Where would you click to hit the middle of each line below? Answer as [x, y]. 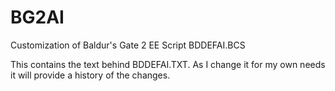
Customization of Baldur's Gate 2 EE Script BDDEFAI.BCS [128, 45]
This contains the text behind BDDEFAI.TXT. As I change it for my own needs [168, 64]
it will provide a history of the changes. [90, 75]
